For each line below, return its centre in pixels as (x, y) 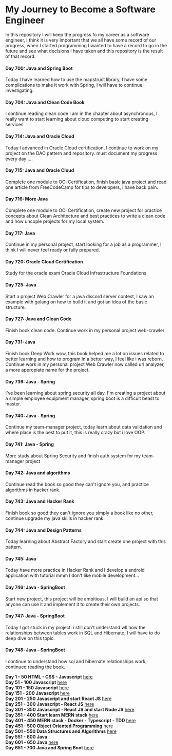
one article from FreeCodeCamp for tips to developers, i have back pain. (82, 187)
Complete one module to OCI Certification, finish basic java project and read (86, 182)
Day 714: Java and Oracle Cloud (40, 136)
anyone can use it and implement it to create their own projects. (73, 604)
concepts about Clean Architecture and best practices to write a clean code (85, 216)
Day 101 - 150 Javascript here (37, 688)
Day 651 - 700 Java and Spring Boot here (50, 748)
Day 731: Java (21, 342)
